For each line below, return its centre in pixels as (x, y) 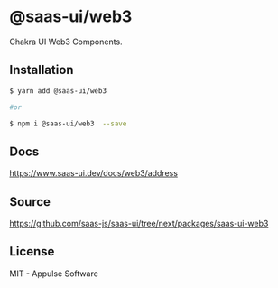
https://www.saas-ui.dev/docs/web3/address (94, 173)
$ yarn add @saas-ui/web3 (58, 91)
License (32, 251)
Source (30, 202)
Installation (42, 70)
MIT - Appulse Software (54, 274)
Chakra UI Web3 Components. (66, 42)
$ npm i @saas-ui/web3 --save (68, 124)
